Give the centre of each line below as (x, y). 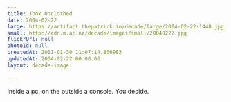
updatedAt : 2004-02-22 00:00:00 (54, 59)
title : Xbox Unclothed (40, 14)
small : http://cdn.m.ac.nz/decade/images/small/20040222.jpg (97, 33)
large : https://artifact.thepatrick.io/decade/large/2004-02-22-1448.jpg (116, 26)
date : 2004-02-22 (32, 20)
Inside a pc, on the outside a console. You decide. (78, 91)
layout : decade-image (38, 65)
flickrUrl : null (30, 40)
